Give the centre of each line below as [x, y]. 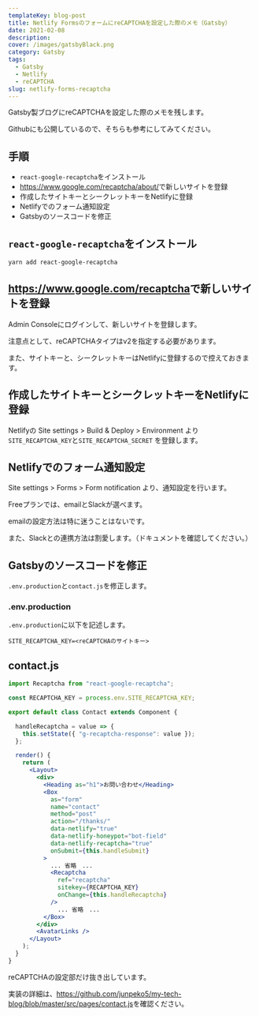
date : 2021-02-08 [37, 30]
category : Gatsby [37, 52]
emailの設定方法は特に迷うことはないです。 [79, 521]
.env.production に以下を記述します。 [69, 625]
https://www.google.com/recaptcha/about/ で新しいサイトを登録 [124, 187]
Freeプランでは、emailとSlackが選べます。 [78, 504]
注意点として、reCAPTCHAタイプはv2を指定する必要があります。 [114, 341]
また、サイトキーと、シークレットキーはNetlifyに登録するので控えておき [125, 358]
